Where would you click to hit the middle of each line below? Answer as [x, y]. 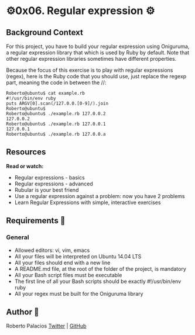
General [18, 237]
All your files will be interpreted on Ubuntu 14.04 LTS [78, 256]
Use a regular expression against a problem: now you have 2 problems [100, 196]
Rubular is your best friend [47, 190]
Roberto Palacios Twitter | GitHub [46, 326]
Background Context [45, 32]
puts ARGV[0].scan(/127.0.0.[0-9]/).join [57, 103]
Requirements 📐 [36, 221]
